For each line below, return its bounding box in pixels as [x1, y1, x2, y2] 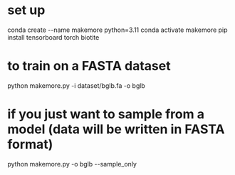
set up [7, 2, 46, 18]
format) [7, 137, 53, 152]
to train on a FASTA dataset [7, 58, 171, 74]
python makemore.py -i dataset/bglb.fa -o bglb [7, 81, 146, 90]
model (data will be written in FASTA [7, 121, 225, 137]
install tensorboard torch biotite [7, 33, 100, 41]
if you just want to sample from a [7, 106, 205, 123]
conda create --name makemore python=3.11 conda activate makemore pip [7, 26, 228, 34]
